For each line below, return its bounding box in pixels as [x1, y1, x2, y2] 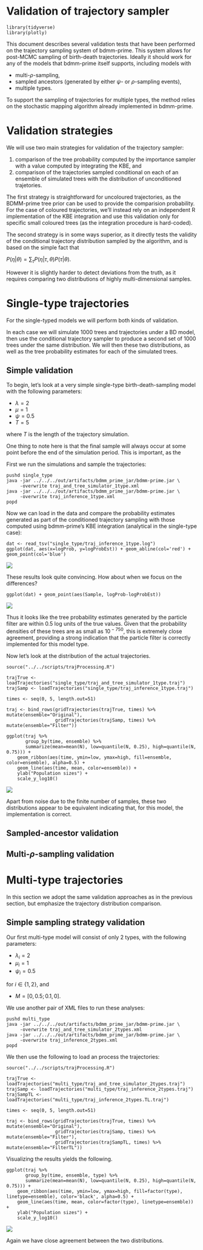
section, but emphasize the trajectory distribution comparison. [6, 900, 162, 907]
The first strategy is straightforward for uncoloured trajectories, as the [6, 193, 181, 200]
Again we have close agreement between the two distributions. [6, 1237, 164, 1244]
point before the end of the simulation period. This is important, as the [6, 449, 181, 456]
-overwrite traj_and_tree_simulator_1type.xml [19, 483, 139, 490]
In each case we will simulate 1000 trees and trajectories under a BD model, [6, 328, 196, 335]
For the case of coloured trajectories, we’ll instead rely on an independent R [6, 206, 196, 213]
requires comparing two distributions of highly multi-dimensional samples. [6, 275, 192, 282]
